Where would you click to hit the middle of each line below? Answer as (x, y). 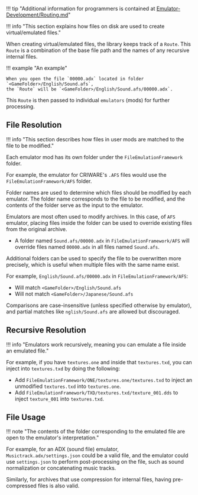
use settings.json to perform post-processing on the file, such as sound (95, 462)
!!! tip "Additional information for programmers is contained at (81, 9)
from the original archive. (37, 229)
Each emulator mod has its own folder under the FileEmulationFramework (95, 157)
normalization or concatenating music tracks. (61, 468)
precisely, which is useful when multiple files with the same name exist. (93, 264)
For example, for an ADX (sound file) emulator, (63, 449)
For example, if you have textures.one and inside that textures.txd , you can (99, 362)
